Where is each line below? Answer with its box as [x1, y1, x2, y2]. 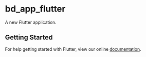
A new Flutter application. [5, 19, 56, 25]
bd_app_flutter [5, 3, 66, 14]
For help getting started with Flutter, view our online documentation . [5, 46, 141, 52]
